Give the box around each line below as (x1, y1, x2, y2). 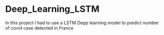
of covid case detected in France (5, 25, 74, 31)
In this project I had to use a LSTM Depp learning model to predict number (5, 20, 159, 26)
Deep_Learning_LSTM (5, 3, 100, 15)
